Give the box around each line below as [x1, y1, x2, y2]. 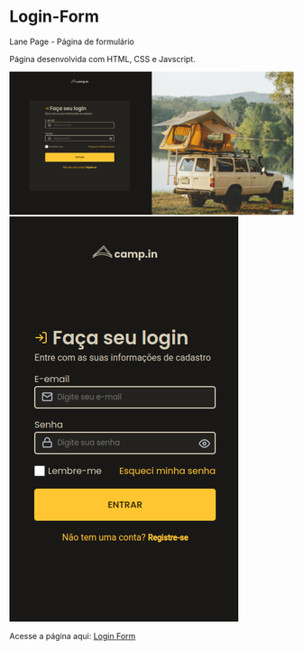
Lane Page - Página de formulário [9, 36, 135, 47]
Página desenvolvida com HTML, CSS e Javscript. [9, 53, 196, 64]
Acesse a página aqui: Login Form [9, 631, 136, 642]
